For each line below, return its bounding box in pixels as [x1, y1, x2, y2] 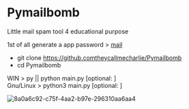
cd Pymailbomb [16, 61, 61, 69]
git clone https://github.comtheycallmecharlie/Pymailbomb [16, 53, 182, 62]
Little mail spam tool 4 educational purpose [7, 27, 129, 35]
